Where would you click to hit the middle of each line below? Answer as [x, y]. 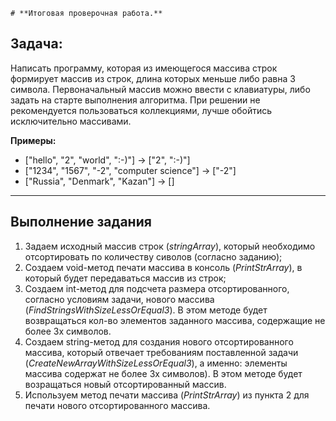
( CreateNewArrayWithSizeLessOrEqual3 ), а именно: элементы [156, 363]
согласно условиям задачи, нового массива [119, 299]
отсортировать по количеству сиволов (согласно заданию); [153, 256]
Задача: [36, 44]
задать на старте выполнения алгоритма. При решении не [135, 100]
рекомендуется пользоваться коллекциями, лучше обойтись [141, 110]
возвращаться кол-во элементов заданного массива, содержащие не [175, 320]
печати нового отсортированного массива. [117, 405]
